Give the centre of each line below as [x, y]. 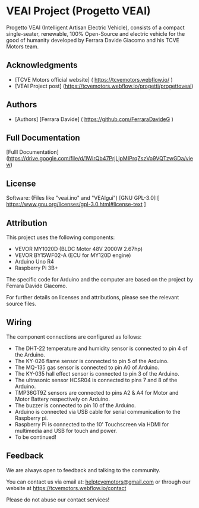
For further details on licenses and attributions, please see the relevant [93, 297]
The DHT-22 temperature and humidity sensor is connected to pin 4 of [101, 348]
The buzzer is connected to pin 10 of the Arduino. [75, 405]
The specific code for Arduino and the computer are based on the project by [99, 279]
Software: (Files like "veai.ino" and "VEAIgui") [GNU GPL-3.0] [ [83, 198]
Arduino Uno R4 [34, 261]
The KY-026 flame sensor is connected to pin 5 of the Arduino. [92, 361]
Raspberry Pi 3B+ [36, 268]
